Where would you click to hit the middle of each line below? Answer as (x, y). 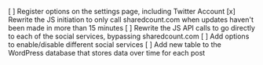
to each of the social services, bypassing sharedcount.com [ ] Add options (129, 36)
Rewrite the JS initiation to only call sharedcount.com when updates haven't (131, 20)
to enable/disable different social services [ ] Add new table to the (115, 45)
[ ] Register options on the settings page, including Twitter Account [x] (122, 11)
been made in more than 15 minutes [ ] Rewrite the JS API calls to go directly (131, 28)
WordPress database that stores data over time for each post (107, 53)
